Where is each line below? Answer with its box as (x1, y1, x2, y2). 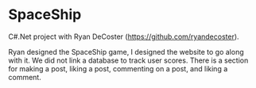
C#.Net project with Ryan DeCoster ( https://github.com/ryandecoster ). (8, 32, 240, 41)
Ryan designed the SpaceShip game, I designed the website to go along (8, 47, 244, 56)
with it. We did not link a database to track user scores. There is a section (8, 55, 249, 65)
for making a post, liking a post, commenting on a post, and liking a (8, 63, 228, 73)
